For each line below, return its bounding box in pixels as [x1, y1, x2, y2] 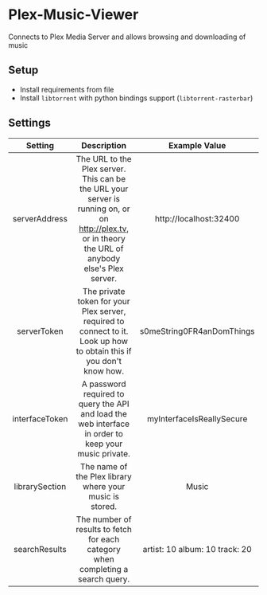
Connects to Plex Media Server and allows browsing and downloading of [8, 32, 246, 41]
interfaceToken [12, 413, 68, 424]
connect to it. [79, 325, 129, 336]
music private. [77, 448, 131, 459]
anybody [87, 252, 121, 264]
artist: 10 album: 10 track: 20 [142, 543, 252, 554]
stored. [91, 500, 118, 511]
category [87, 543, 121, 554]
